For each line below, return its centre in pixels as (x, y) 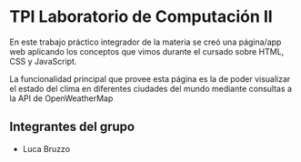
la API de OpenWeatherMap (61, 98)
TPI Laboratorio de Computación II (141, 17)
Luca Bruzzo (46, 148)
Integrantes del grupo (72, 127)
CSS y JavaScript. (43, 61)
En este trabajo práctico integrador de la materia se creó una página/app (145, 42)
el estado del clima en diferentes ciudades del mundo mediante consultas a (151, 88)
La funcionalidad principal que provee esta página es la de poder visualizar (150, 78)
